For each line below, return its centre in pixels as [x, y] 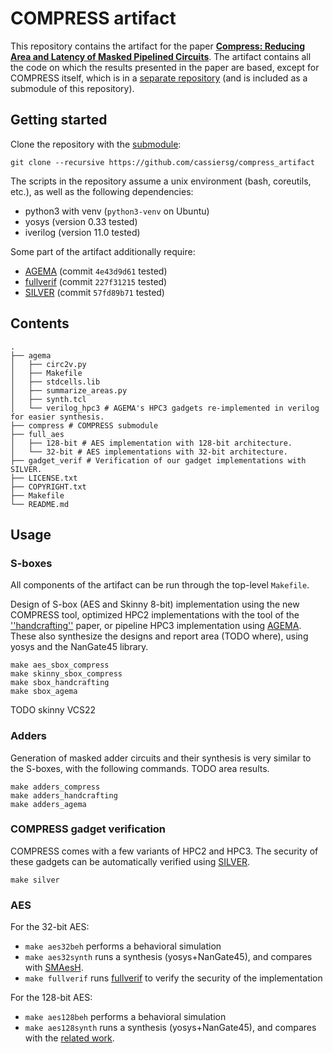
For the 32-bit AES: [50, 927]
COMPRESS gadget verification [88, 829]
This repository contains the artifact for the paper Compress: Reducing [158, 46]
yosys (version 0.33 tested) [81, 221]
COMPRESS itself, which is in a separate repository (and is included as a [159, 78]
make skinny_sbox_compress [66, 674]
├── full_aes [37, 434]
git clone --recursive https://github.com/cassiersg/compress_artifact [162, 162]
